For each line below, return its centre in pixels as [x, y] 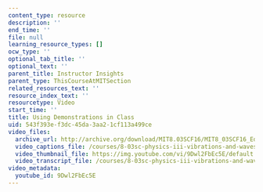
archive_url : [36, 139]
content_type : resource [47, 15]
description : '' [34, 23]
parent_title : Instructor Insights [66, 74]
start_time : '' [33, 110]
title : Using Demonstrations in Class [71, 118]
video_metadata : [34, 168]
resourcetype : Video [42, 103]
